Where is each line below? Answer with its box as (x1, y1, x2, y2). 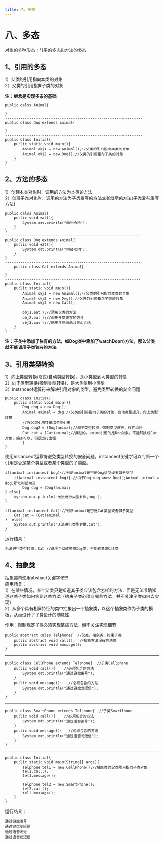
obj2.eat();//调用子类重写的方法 (22, 315, 84, 320)
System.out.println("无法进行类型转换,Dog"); (14, 495, 102, 499)
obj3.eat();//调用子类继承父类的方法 (22, 321, 91, 325)
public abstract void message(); (14, 642, 82, 647)
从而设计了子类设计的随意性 (13, 611, 69, 618)
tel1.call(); (22, 769, 49, 774)
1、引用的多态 (5, 62, 47, 71)
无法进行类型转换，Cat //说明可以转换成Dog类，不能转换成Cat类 (5, 546, 119, 551)
